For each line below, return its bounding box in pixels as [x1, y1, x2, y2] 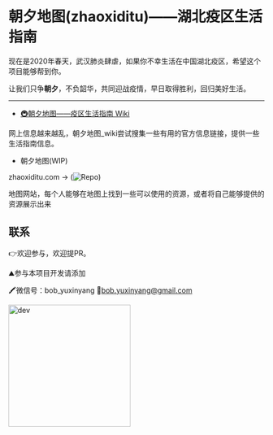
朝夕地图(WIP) [19, 155, 68, 165]
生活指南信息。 [8, 138, 58, 148]
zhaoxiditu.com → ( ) [8, 172, 102, 181]
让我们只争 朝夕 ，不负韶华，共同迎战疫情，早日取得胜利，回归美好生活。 [8, 83, 250, 94]
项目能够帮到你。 [8, 66, 66, 76]
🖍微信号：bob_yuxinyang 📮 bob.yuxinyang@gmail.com [8, 285, 193, 295]
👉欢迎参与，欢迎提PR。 [8, 248, 91, 258]
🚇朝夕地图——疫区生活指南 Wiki [19, 108, 130, 118]
